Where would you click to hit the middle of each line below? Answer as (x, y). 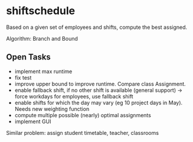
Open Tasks (29, 57)
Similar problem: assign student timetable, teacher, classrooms (83, 133)
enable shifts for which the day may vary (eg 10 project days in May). (99, 103)
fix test (23, 77)
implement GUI (33, 121)
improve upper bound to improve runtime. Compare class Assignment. (100, 84)
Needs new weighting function (52, 109)
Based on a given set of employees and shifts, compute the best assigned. (97, 27)
